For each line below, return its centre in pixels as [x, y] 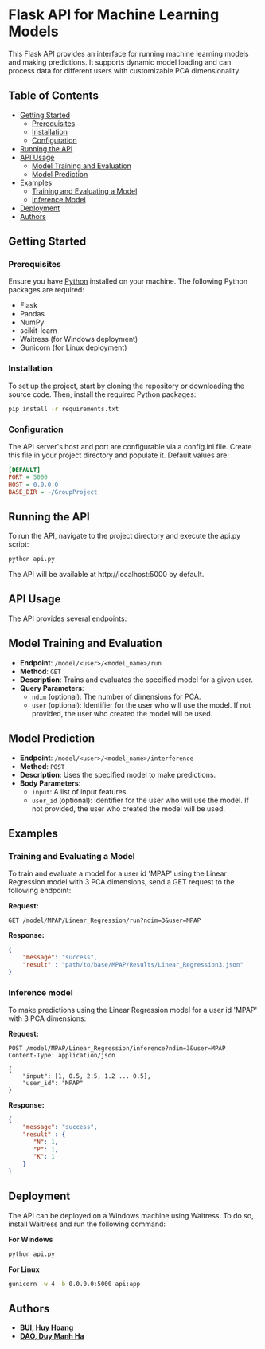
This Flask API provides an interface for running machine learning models [129, 53]
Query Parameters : [52, 688]
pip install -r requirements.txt [64, 409]
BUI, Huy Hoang [47, 1327]
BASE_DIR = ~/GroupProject [53, 492]
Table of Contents [54, 96]
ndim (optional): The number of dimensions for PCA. [116, 696]
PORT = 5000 [28, 477]
